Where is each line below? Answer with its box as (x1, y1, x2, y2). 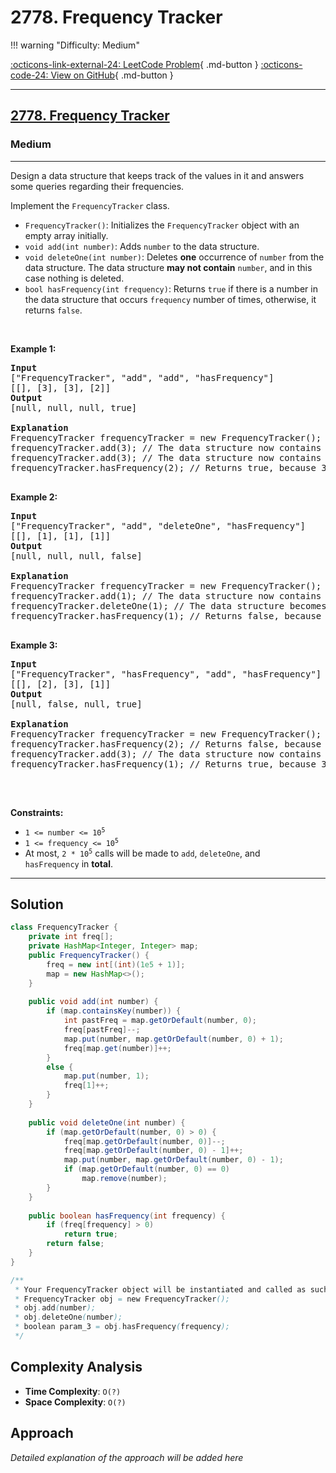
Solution (10, 896, 64, 913)
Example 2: (10, 491, 58, 503)
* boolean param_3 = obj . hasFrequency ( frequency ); (14, 1322, 230, 1332)
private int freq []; (28, 932, 114, 942)
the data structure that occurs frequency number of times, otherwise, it (24, 293, 317, 305)
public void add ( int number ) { (28, 997, 159, 1007)
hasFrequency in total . (24, 857, 113, 870)
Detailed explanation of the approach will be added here (10, 1451, 244, 1463)
